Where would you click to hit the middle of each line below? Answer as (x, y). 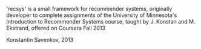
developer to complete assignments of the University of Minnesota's (92, 15)
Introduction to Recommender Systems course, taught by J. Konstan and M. (101, 21)
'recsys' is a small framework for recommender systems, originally (89, 9)
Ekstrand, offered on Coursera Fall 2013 (56, 28)
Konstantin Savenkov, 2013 (40, 40)
